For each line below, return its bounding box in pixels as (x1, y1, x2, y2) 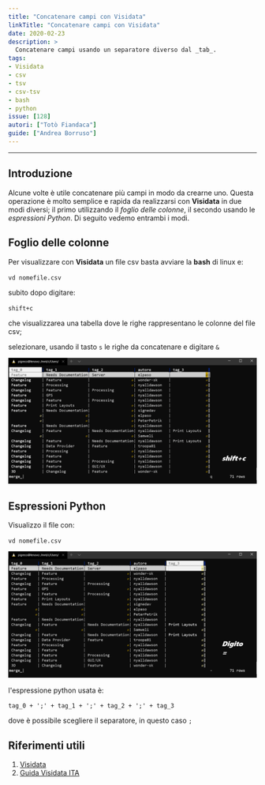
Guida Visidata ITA (19, 768, 80, 777)
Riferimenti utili (8, 738, 85, 752)
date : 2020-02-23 (8, 29, 65, 37)
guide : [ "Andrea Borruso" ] (8, 130, 97, 137)
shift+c (8, 304, 34, 312)
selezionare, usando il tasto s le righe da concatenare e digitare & (8, 342, 219, 351)
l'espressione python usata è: (8, 685, 104, 695)
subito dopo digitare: (8, 287, 76, 297)
